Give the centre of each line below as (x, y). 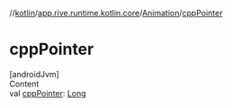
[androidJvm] (35, 74)
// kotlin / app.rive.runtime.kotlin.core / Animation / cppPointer (116, 13)
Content (24, 84)
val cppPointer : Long (48, 93)
